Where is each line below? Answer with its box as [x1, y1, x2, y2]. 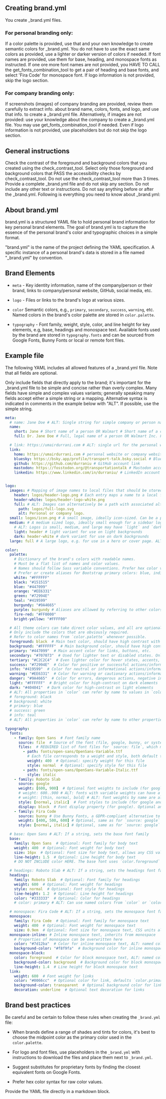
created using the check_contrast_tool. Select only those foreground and [5, 165, 153, 171]
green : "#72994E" [14, 593, 50, 599]
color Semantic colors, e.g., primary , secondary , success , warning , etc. [12, 307, 154, 312]
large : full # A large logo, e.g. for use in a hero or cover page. [9, 538, 154, 543]
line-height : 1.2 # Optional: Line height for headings [14, 891, 134, 896]
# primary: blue [9, 703, 43, 708]
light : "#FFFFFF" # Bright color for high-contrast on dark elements [9, 681, 158, 686]
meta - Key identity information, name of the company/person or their [12, 282, 153, 288]
